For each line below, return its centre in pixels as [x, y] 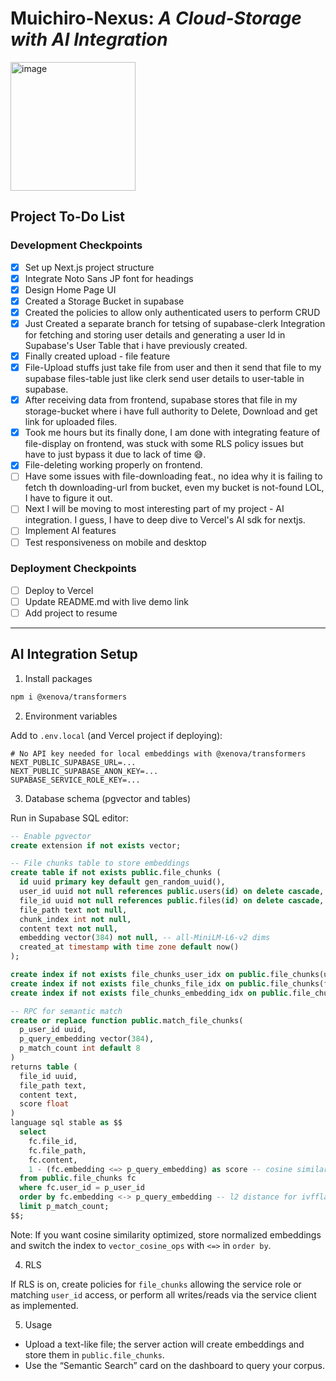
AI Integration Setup [74, 654]
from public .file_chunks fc [78, 1178]
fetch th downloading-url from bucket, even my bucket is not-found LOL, [174, 488]
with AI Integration [89, 39]
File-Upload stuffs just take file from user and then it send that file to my [173, 368]
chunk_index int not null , [75, 919]
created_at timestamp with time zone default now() [129, 947]
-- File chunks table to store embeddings [100, 863]
